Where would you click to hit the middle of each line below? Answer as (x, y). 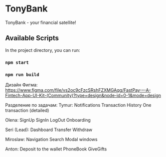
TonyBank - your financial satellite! (41, 22)
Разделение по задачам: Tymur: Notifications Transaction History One (78, 105)
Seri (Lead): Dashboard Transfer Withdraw (49, 130)
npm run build (22, 75)
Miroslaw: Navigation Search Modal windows (51, 139)
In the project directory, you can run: (43, 50)
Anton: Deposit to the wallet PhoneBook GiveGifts (56, 149)
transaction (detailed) (27, 110)
